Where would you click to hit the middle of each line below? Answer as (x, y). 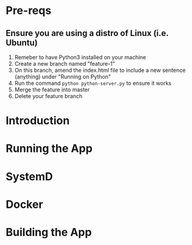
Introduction (38, 121)
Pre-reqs (29, 11)
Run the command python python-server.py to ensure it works (93, 83)
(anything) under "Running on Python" (62, 76)
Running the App (49, 148)
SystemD (29, 176)
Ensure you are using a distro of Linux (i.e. (87, 33)
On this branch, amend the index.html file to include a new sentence (100, 70)
